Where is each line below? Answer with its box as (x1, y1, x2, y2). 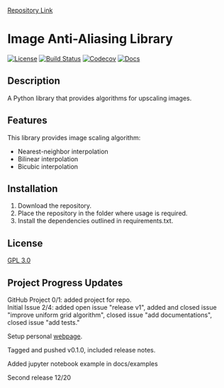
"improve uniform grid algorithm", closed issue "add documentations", (7, 311, 213, 319)
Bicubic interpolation (17, 162, 79, 171)
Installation (7, 183, 58, 195)
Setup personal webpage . (7, 332, 83, 340)
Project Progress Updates (7, 276, 123, 289)
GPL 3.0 (7, 256, 31, 265)
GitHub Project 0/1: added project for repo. (7, 296, 132, 304)
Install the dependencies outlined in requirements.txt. (17, 217, 174, 225)
